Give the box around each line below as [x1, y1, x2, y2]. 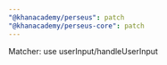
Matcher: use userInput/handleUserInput [8, 45, 158, 56]
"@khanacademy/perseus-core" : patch [8, 21, 145, 30]
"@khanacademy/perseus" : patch [8, 12, 125, 22]
